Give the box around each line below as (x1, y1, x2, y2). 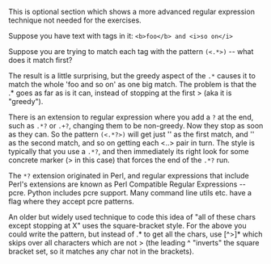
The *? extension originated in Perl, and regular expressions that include (8, 171, 249, 180)
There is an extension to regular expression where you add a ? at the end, (8, 112, 254, 122)
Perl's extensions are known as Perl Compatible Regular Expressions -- (8, 179, 247, 189)
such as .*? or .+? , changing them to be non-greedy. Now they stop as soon (8, 121, 264, 130)
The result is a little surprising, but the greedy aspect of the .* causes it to (8, 71, 256, 80)
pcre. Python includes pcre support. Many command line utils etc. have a (8, 188, 252, 197)
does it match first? (8, 56, 73, 65)
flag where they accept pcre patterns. (8, 197, 135, 206)
